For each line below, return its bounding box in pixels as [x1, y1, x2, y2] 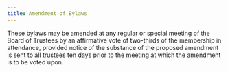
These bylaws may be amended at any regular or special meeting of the [7, 29, 211, 37]
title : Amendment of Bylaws [7, 10, 88, 17]
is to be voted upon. [7, 58, 64, 66]
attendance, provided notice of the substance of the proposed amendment [7, 43, 219, 51]
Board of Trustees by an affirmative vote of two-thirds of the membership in [7, 36, 222, 45]
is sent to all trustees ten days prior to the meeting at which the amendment [7, 51, 221, 59]
